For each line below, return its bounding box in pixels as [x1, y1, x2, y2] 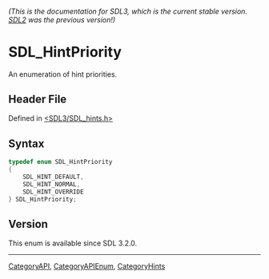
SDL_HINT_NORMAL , [22, 180, 81, 188]
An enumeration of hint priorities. [8, 69, 118, 79]
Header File [8, 92, 67, 106]
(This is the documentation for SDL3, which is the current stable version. [8, 6, 248, 16]
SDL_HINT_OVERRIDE [22, 188, 84, 196]
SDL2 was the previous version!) [8, 14, 116, 24]
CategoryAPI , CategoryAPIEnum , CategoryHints [8, 261, 166, 271]
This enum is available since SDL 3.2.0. [8, 238, 138, 248]
